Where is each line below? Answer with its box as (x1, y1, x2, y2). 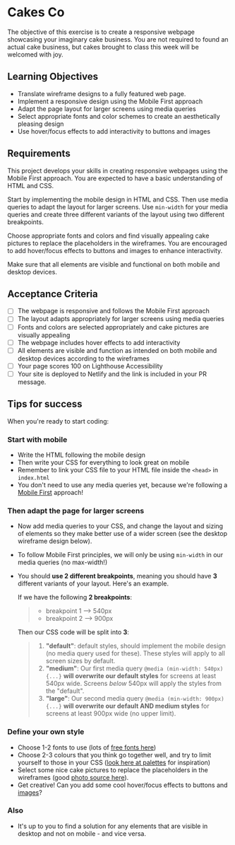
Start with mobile (7, 434, 68, 444)
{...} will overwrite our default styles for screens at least (45, 672, 217, 680)
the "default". (45, 687, 85, 695)
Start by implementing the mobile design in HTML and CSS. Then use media (7, 195, 229, 204)
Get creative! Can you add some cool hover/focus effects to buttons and (17, 781, 228, 789)
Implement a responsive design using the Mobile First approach (17, 97, 203, 105)
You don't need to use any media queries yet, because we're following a (17, 480, 228, 489)
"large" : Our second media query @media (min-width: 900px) (45, 694, 224, 703)
